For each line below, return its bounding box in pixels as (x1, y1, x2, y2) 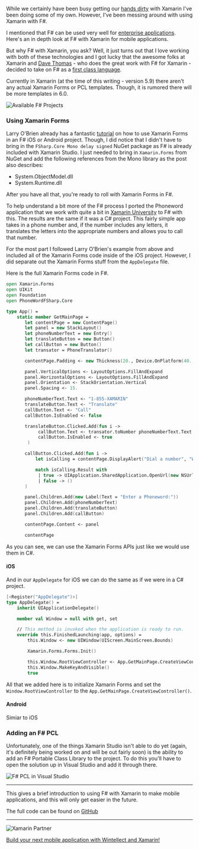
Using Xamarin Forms (6, 116, 70, 124)
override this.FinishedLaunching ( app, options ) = (17, 632, 142, 638)
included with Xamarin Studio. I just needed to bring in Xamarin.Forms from (6, 149, 187, 156)
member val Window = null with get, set (17, 615, 118, 622)
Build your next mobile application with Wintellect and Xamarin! (6, 837, 160, 843)
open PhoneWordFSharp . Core (6, 297, 73, 304)
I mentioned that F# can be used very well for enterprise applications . (6, 29, 176, 36)
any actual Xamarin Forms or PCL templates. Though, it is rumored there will (6, 84, 192, 91)
